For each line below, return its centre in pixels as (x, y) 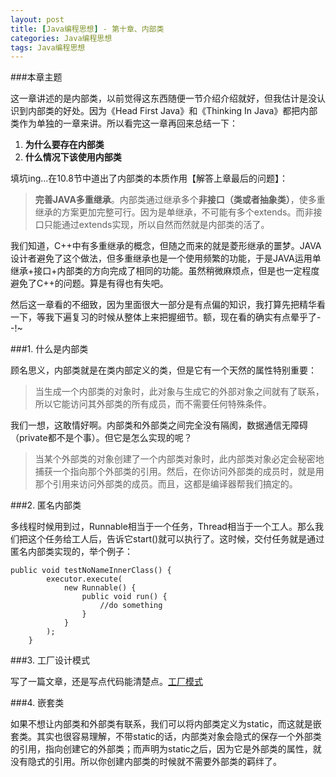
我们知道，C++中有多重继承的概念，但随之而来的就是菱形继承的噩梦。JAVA (166, 246)
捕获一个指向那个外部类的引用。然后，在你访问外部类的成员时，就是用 (179, 472)
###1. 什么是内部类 (49, 349)
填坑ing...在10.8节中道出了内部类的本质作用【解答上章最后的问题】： (149, 178)
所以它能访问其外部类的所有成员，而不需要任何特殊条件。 (153, 404)
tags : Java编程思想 (48, 47)
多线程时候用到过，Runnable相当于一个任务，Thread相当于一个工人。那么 (162, 527)
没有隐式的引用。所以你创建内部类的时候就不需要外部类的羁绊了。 (146, 762)
